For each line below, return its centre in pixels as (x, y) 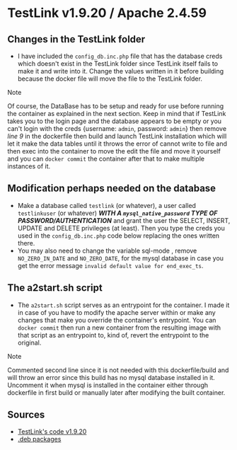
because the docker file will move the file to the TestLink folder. (110, 79)
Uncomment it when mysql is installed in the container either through (108, 385)
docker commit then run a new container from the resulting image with (119, 328)
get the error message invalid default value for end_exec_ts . (110, 265)
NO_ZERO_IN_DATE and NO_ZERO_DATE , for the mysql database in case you (121, 258)
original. (29, 342)
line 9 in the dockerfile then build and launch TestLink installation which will (117, 136)
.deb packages (39, 439)
